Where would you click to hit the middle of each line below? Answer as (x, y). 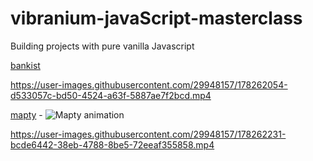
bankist (25, 65)
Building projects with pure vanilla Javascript (102, 46)
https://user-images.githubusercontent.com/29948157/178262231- (148, 134)
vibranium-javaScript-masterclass (156, 18)
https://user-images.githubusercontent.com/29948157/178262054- (149, 84)
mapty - (26, 114)
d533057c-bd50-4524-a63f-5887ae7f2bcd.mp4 (111, 95)
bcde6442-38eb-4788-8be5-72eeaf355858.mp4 (112, 144)
